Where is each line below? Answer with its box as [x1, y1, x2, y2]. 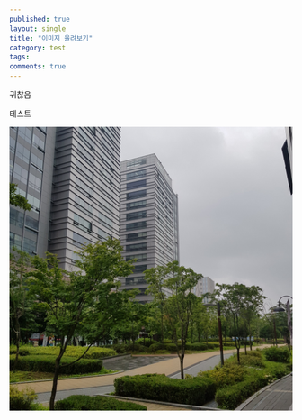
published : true [9, 14, 70, 23]
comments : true [9, 62, 67, 71]
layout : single [9, 23, 67, 33]
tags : [9, 52, 30, 62]
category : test [9, 43, 67, 52]
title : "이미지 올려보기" [9, 33, 93, 42]
